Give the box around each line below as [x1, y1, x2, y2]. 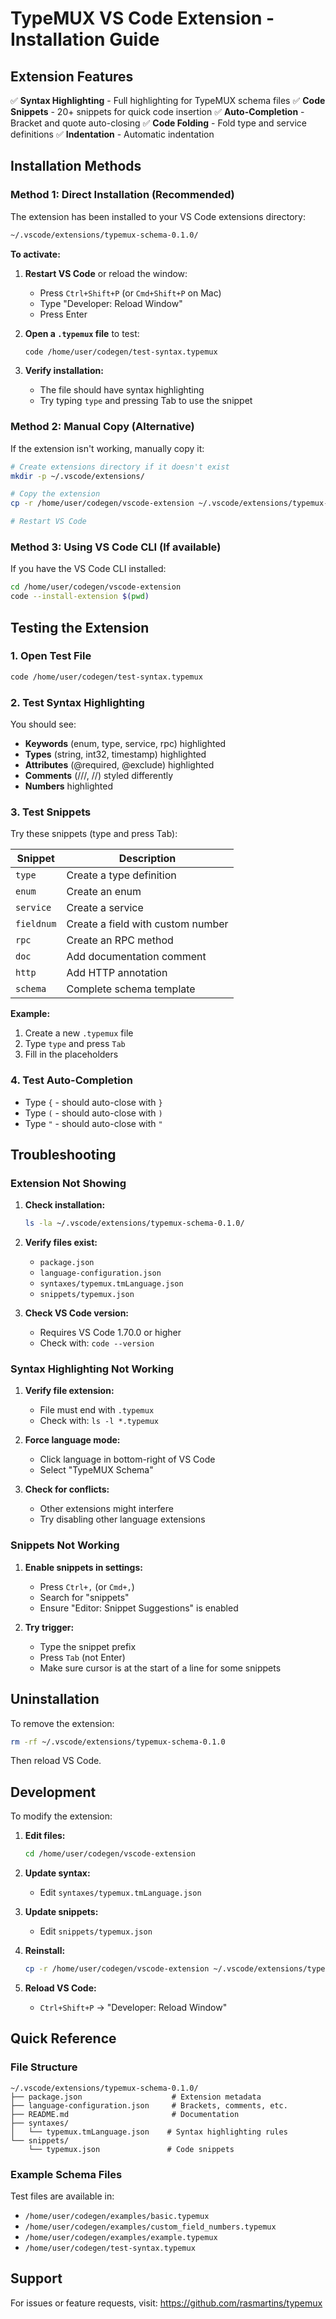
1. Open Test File [10, 649, 92, 663]
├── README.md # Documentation [10, 2109, 240, 2119]
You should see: [10, 718, 77, 731]
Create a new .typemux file [24, 1027, 134, 1039]
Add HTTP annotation [66, 966, 168, 980]
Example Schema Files [10, 2167, 123, 2181]
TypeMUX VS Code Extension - [10, 7, 275, 30]
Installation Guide [10, 28, 160, 51]
